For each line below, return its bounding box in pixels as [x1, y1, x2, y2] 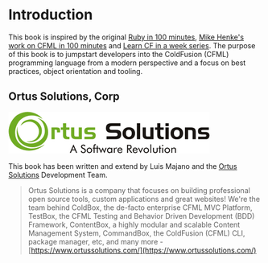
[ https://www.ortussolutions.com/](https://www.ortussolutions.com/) [27, 245, 257, 255]
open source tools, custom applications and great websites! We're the [27, 194, 260, 203]
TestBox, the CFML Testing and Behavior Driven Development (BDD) [27, 211, 255, 220]
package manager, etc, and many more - [27, 236, 163, 246]
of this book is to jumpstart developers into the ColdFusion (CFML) [8, 49, 229, 59]
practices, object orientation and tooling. [8, 66, 143, 76]
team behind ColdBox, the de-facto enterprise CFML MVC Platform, [27, 203, 253, 212]
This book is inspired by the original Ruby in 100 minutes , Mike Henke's [8, 32, 244, 42]
